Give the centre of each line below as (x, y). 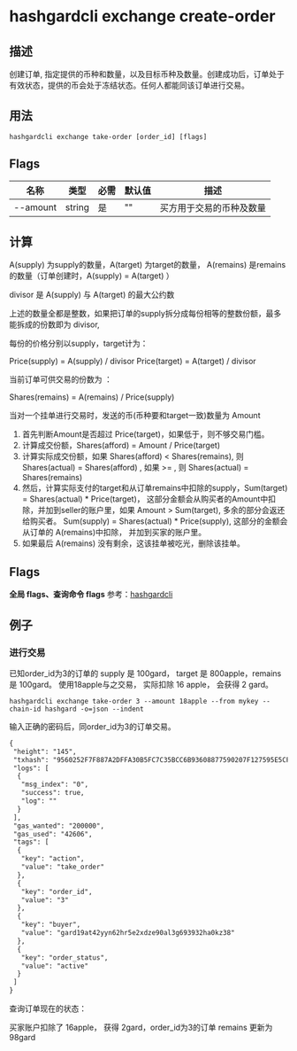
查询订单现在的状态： (48, 1008)
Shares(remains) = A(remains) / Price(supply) (92, 397)
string (77, 207)
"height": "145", (45, 751)
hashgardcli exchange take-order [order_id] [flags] (108, 136)
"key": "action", (53, 859)
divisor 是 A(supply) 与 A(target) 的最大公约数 (92, 295)
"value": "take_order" (62, 867)
